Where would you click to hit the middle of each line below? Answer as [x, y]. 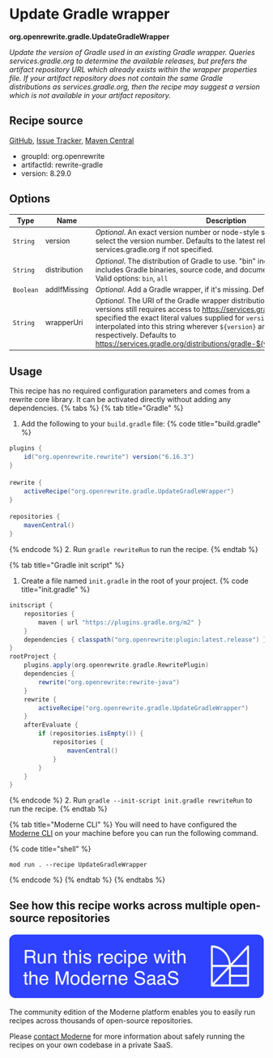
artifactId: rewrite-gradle [62, 165]
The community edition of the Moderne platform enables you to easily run [132, 1012]
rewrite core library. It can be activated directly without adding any [120, 400]
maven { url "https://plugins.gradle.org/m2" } [120, 622]
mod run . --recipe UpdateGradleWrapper [79, 865]
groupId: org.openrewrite [63, 156]
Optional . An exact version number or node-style [177, 233]
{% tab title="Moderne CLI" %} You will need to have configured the [123, 825]
